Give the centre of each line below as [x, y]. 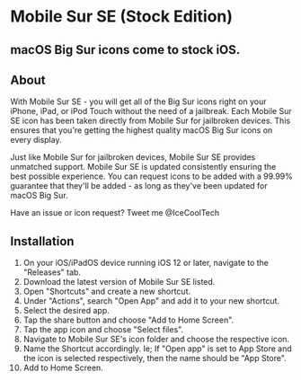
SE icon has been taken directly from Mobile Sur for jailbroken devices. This [150, 121]
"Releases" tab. [52, 272]
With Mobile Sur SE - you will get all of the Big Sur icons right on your [138, 102]
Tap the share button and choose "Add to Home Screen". [128, 320]
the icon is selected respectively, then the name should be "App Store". [155, 358]
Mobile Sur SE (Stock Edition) [121, 17]
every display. [36, 140]
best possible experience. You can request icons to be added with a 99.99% [151, 176]
